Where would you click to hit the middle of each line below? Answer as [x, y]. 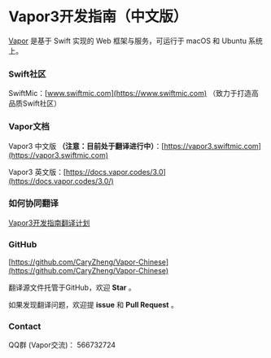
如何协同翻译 [34, 203]
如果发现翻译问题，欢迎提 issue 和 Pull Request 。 [94, 305]
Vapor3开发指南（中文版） [98, 17]
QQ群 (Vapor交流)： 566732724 [62, 345]
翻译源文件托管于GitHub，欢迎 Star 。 [72, 288]
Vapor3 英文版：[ [37, 172]
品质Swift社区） [35, 103]
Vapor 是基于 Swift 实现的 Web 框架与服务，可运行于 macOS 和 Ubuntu [127, 41]
